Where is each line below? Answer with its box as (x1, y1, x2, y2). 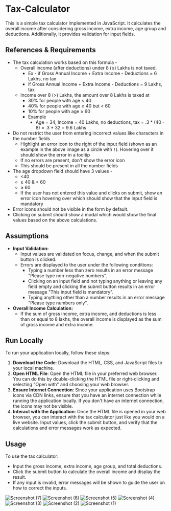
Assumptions (5, 232, 49, 240)
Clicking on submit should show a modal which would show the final (12, 211, 157, 217)
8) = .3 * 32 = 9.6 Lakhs (35, 124, 87, 130)
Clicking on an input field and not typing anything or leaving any (28, 278, 162, 284)
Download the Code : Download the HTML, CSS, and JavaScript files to (12, 360, 162, 366)
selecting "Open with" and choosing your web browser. (12, 382, 129, 388)
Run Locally (5, 336, 43, 345)
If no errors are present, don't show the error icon (20, 157, 125, 163)
